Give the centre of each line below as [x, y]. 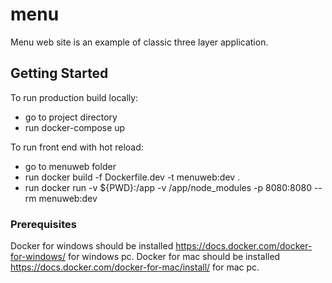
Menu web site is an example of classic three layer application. [139, 42]
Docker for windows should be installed [92, 246]
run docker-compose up [75, 127]
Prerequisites [43, 224]
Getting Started [59, 73]
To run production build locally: [74, 97]
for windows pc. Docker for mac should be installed [174, 257]
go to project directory [71, 117]
